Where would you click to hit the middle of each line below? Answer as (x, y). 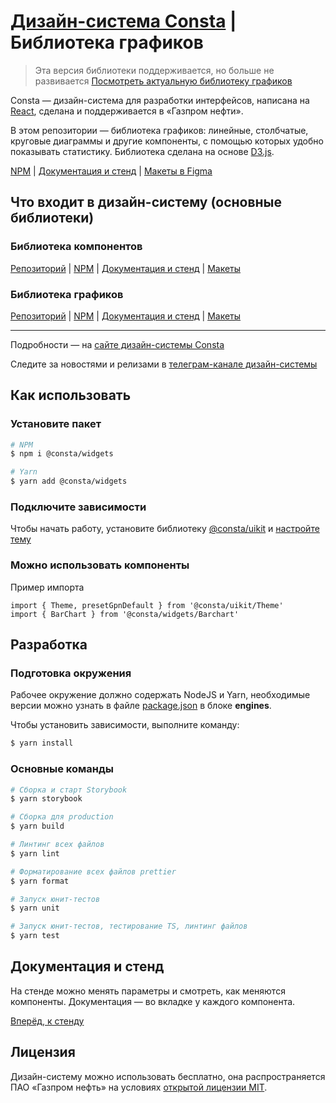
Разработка (49, 645)
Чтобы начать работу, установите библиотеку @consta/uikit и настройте (165, 529)
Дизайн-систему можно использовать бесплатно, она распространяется (168, 1076)
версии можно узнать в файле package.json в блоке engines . (141, 706)
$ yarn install (42, 743)
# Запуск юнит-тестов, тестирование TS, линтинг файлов (129, 926)
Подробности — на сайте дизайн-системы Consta (117, 344)
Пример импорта (47, 587)
